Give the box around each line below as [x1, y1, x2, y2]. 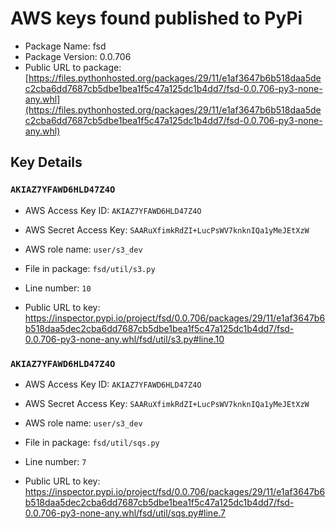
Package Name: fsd [24, 40, 107, 52]
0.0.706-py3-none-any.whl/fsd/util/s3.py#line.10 [24, 333, 225, 345]
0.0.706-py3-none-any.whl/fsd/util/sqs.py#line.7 [24, 507, 227, 519]
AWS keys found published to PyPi [10, 7, 303, 30]
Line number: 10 [24, 282, 92, 294]
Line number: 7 [24, 455, 87, 467]
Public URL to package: [24, 61, 122, 73]
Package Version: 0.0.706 [24, 50, 132, 62]
